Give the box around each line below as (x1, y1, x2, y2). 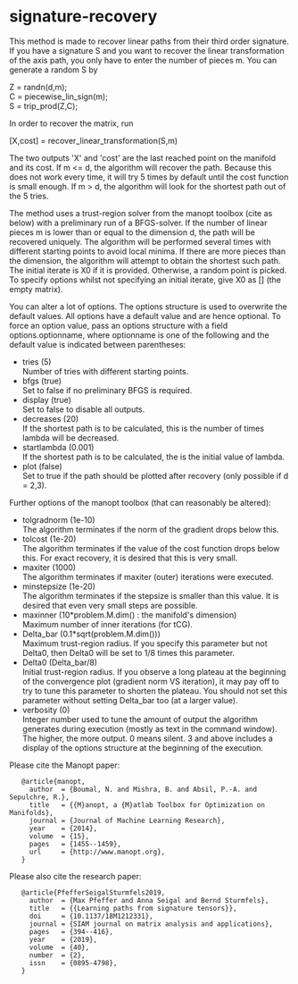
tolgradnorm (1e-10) (21, 514, 95, 525)
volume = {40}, (29, 943, 90, 952)
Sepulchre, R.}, (9, 793, 70, 802)
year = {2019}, (29, 935, 98, 944)
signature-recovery (9, 6, 158, 27)
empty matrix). (9, 283, 63, 294)
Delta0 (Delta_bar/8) (21, 657, 98, 668)
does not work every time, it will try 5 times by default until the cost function (9, 172, 289, 182)
